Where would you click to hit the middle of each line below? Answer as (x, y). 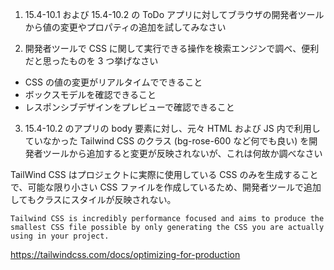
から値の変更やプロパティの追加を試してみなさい (125, 27)
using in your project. (60, 236)
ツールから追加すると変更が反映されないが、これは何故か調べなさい (182, 153)
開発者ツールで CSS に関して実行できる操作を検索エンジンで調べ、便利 (172, 48)
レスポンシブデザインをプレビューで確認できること (129, 107)
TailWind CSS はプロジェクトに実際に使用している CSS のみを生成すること (164, 174)
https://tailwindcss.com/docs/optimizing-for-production (125, 254)
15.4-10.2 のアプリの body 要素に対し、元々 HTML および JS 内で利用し (172, 128)
